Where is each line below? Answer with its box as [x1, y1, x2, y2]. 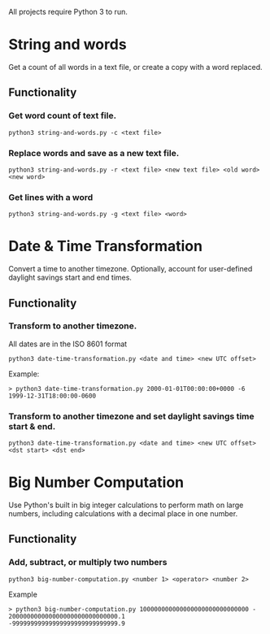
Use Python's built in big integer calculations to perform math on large [8, 500, 244, 510]
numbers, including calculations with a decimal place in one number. [8, 509, 238, 519]
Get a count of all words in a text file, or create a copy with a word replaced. [8, 62, 263, 72]
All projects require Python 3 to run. [8, 7, 128, 16]
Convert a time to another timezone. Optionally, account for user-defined [8, 264, 253, 274]
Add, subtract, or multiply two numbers [8, 557, 168, 568]
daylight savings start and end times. [8, 272, 133, 283]
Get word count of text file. [8, 110, 116, 121]
